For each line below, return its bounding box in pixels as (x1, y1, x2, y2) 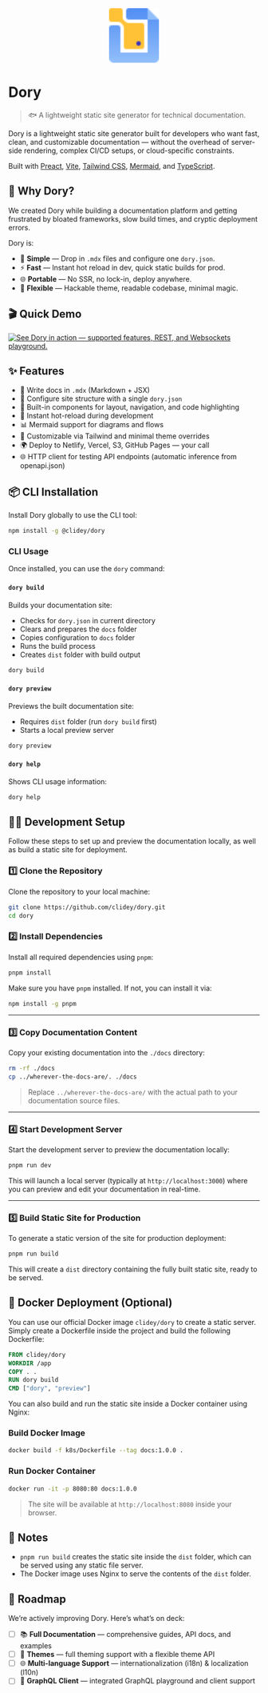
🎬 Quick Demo (8, 307, 82, 321)
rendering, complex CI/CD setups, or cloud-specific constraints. (23, 146, 235, 155)
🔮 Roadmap (8, 1592, 66, 1606)
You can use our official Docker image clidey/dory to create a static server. (8, 1317, 257, 1327)
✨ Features (8, 364, 65, 378)
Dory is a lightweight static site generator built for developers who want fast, (8, 129, 260, 138)
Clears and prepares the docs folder (19, 624, 137, 634)
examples (19, 1641, 52, 1651)
